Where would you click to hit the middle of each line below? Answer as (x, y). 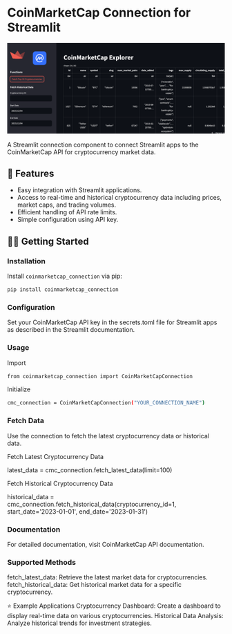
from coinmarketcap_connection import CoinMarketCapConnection (100, 376)
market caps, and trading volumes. (67, 205)
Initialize (19, 389)
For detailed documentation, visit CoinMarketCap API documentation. (106, 544)
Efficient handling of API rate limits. (67, 212)
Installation (27, 261)
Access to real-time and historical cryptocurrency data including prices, (119, 198)
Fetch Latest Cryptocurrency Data (56, 456)
